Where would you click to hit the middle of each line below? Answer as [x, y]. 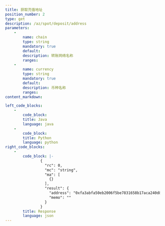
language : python [40, 143]
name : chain [35, 38]
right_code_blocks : [25, 147]
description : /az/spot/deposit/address [46, 23]
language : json [38, 216]
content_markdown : [24, 97]
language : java [38, 124]
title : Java [35, 119]
